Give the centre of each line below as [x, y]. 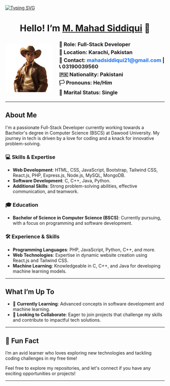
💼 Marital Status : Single [88, 92]
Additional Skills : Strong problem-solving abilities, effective [75, 186]
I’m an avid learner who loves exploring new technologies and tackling [78, 353]
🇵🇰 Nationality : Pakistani [91, 74]
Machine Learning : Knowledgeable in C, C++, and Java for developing [87, 265]
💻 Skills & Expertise [30, 157]
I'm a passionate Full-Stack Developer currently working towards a [75, 127]
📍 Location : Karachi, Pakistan [96, 52]
